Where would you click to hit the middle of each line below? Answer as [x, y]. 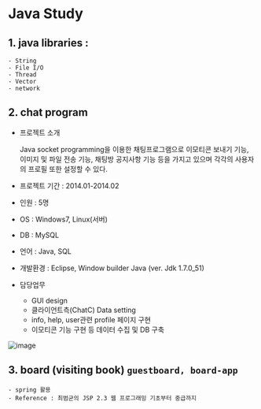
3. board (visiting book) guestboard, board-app [123, 370]
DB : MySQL [39, 235]
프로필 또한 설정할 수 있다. [68, 169]
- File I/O [26, 68]
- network [24, 88]
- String [22, 61]
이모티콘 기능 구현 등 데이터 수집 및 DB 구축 [98, 329]
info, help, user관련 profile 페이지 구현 [91, 319]
